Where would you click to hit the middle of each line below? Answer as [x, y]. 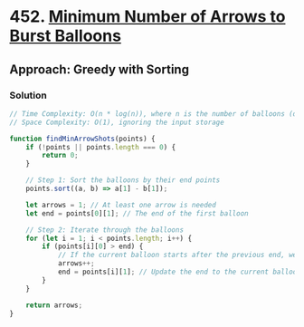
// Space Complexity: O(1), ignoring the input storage [117, 122]
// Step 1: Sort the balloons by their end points [123, 180]
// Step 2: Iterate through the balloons [104, 230]
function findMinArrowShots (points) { [82, 139]
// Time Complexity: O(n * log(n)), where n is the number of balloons [147, 114]
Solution [28, 95]
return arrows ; [54, 305]
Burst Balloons [66, 36]
